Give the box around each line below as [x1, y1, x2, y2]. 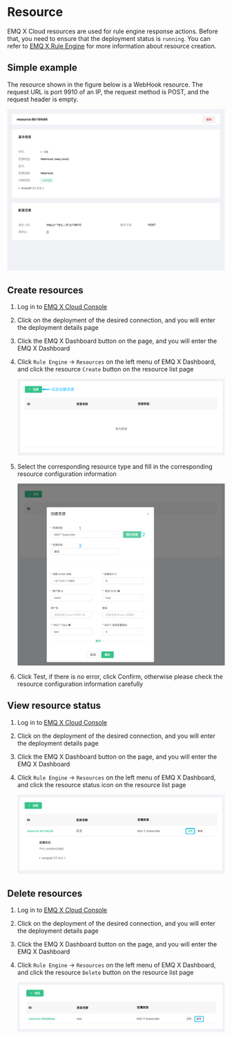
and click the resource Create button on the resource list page [17, 365, 194, 373]
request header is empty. [7, 95, 79, 103]
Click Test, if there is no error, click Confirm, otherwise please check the [17, 672, 223, 680]
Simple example [7, 62, 78, 73]
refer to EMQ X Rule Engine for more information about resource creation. [7, 42, 217, 50]
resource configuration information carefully [17, 680, 144, 688]
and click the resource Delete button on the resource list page [17, 968, 194, 977]
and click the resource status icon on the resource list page [17, 780, 186, 789]
